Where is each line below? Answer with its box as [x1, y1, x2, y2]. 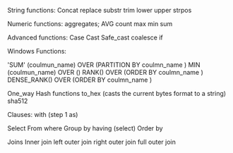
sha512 [7, 97, 28, 105]
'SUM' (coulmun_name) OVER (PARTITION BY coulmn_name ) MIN [7, 61, 201, 69]
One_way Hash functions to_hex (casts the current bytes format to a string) [7, 90, 227, 97]
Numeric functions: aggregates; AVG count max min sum [7, 20, 173, 27]
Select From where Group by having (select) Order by [7, 124, 164, 133]
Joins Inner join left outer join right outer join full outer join [7, 137, 177, 146]
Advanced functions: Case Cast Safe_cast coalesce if [7, 33, 164, 42]
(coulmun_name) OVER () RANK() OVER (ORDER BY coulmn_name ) [7, 68, 203, 76]
